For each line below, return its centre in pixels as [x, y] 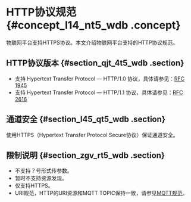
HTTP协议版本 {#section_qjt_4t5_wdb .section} [95, 63]
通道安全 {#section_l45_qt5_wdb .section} [86, 119]
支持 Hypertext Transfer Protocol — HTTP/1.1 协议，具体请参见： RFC [99, 92]
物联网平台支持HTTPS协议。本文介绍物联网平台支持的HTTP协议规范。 [92, 42]
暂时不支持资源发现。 [41, 178]
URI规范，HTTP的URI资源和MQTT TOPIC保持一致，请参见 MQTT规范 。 [101, 193]
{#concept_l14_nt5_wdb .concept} [93, 25]
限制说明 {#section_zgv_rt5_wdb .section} [86, 155]
